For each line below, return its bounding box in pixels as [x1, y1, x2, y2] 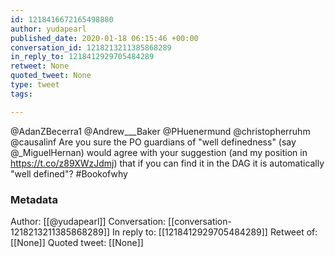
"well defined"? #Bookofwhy [10, 167, 128, 180]
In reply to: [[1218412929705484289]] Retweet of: [112, 226, 318, 238]
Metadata [10, 192, 58, 206]
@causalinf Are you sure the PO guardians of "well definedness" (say [10, 136, 297, 148]
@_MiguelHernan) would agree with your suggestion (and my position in [10, 146, 308, 158]
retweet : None [10, 61, 70, 71]
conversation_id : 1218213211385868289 [10, 42, 172, 53]
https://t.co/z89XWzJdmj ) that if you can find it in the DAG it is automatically [10, 157, 325, 169]
